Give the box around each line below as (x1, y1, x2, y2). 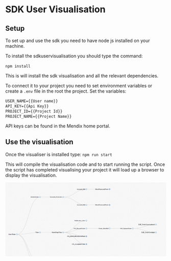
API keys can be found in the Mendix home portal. (5, 123, 111, 129)
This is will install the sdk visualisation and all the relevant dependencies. (5, 73, 159, 79)
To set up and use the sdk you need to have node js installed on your (5, 37, 151, 43)
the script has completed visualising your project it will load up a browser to (5, 166, 164, 172)
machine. (5, 43, 25, 49)
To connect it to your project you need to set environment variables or (5, 83, 153, 89)
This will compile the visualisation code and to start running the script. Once (5, 161, 165, 167)
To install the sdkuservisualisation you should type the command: (5, 53, 143, 59)
